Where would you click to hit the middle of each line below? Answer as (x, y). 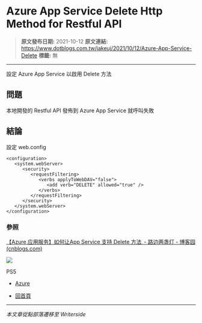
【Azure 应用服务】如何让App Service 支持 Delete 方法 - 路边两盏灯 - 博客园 (101, 241)
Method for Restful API (64, 24)
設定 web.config (26, 147)
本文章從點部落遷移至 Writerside (46, 314)
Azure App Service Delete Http (84, 11)
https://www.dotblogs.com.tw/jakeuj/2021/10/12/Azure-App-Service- (106, 48)
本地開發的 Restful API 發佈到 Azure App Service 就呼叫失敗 (80, 110)
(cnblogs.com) (24, 248)
